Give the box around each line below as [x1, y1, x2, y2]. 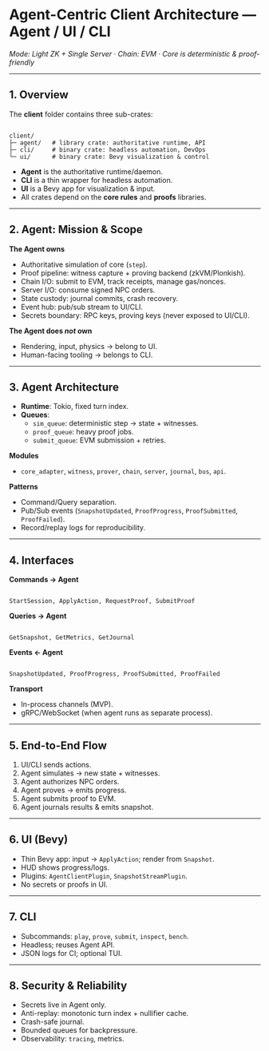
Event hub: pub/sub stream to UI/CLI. [20, 302, 143, 311]
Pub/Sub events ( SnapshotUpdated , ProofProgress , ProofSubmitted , [20, 506, 238, 516]
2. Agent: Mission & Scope [9, 223, 143, 236]
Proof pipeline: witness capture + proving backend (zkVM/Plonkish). [20, 268, 246, 277]
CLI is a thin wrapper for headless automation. [20, 175, 173, 184]
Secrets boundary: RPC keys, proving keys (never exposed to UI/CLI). [20, 310, 250, 320]
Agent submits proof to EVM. [20, 794, 117, 803]
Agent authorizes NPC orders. [20, 777, 120, 786]
